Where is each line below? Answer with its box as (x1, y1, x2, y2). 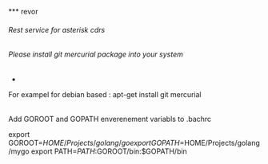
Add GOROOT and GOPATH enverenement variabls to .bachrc (8, 115, 212, 124)
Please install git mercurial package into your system (8, 49, 184, 59)
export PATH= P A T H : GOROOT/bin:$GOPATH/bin (30, 146, 188, 156)
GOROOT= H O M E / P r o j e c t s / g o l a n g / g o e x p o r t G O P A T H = (8, 139, 185, 148)
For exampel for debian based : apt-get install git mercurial (8, 89, 202, 99)
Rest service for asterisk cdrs (8, 25, 106, 34)
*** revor (8, 7, 38, 16)
